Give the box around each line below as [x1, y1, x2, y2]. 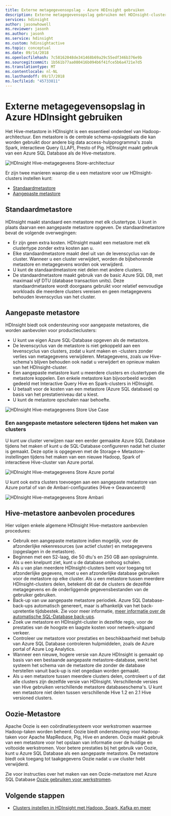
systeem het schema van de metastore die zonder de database [12, 662, 146, 669]
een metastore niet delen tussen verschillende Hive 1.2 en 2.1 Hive [12, 690, 152, 696]
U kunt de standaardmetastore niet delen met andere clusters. [12, 266, 144, 273]
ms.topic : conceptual [5, 45, 51, 50]
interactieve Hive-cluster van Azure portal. [5, 459, 94, 465]
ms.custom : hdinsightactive [5, 41, 65, 46]
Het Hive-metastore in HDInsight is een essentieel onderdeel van [5, 128, 141, 134]
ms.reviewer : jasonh [5, 27, 49, 32]
